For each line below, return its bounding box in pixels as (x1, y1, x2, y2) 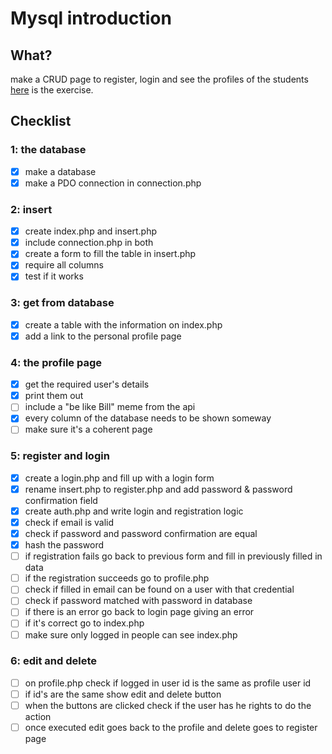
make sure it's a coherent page (24, 423, 153, 436)
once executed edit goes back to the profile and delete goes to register (24, 722, 318, 734)
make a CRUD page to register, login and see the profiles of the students (10, 73, 309, 85)
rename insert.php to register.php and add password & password (24, 483, 293, 495)
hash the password (24, 539, 105, 551)
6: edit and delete (10, 654, 98, 668)
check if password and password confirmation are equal (24, 528, 258, 539)
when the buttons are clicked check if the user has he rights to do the (24, 699, 312, 711)
